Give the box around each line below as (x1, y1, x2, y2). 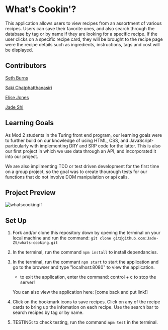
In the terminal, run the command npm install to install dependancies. (12, 249, 158, 255)
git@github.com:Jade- (113, 236, 158, 241)
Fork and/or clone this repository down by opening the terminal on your (12, 230, 161, 236)
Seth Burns (5, 74, 29, 81)
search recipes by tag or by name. (12, 309, 84, 315)
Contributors (5, 61, 47, 70)
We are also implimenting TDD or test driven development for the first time (5, 163, 159, 169)
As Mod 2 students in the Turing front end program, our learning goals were (5, 132, 162, 138)
